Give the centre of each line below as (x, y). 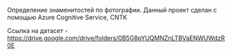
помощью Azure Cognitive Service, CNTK (67, 17)
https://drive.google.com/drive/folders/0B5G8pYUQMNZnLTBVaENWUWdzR (116, 38)
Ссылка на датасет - (37, 31)
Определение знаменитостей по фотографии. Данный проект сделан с (112, 10)
